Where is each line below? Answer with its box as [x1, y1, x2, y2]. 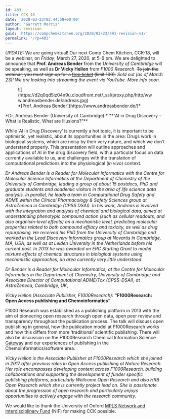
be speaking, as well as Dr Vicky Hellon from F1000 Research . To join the [5, 66, 159, 72]
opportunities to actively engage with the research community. [5, 393, 137, 399]
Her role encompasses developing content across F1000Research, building [5, 366, 162, 372]
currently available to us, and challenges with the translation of [5, 154, 136, 160]
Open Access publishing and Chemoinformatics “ [5, 298, 110, 304]
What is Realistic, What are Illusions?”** [5, 118, 88, 124]
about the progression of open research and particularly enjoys [5, 387, 138, 394]
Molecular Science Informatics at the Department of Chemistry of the [5, 175, 150, 181]
